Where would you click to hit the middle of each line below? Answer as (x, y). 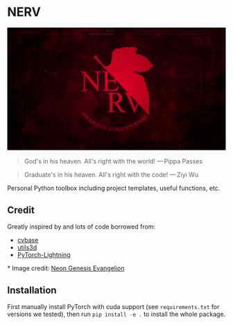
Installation (32, 290)
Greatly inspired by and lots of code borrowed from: (81, 227)
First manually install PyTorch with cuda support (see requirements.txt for (113, 307)
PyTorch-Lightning (44, 255)
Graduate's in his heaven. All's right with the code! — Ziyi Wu (111, 175)
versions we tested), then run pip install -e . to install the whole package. (116, 314)
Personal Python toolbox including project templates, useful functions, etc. (114, 188)
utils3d (27, 247)
